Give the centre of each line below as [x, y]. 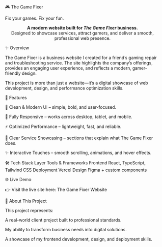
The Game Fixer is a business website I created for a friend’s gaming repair [81, 58]
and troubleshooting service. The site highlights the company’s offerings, [79, 63]
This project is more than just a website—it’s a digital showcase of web [77, 83]
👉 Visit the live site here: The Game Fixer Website [56, 189]
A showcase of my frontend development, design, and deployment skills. [79, 239]
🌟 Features [16, 98]
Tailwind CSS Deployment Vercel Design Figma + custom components [76, 170]
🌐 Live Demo [18, 179]
